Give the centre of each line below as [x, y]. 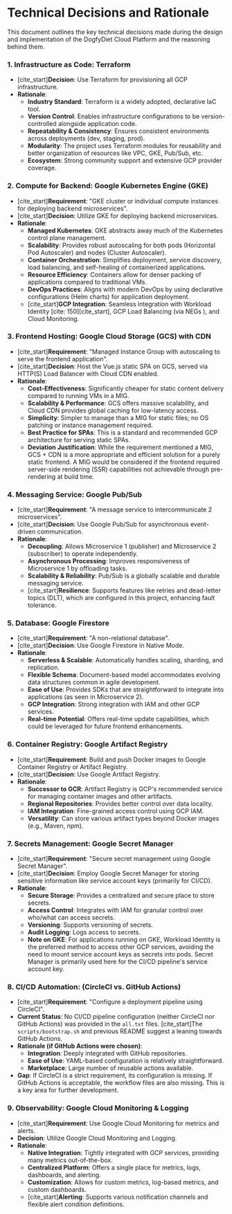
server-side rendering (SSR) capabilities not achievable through [118, 469]
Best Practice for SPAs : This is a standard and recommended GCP [123, 432]
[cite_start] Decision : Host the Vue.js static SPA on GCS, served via [113, 366]
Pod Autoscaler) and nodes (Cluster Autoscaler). [97, 252]
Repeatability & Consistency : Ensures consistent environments [118, 131]
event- [199, 525]
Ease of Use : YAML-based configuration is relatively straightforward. [125, 1061]
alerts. [26, 1130]
